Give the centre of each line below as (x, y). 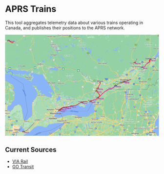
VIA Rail (20, 161)
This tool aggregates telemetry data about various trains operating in (74, 23)
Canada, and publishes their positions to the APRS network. (65, 27)
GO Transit (23, 167)
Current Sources (31, 150)
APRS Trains (31, 9)
